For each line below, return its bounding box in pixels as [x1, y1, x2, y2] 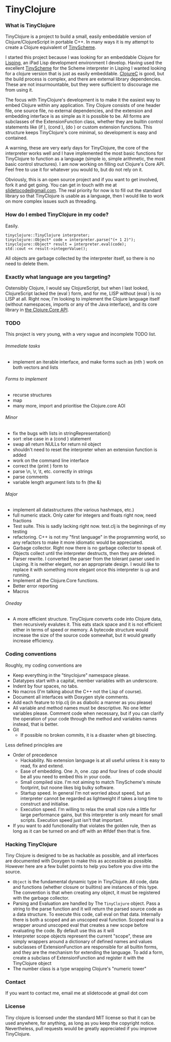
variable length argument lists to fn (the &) [12, 479, 102, 485]
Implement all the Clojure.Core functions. [12, 578, 99, 584]
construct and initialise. [20, 800, 70, 807]
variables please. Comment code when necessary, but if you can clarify [12, 710, 164, 716]
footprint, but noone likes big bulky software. [20, 784, 115, 791]
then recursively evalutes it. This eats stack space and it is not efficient [12, 621, 162, 628]
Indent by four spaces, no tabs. [12, 683, 79, 689]
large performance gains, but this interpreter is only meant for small [20, 812, 163, 818]
